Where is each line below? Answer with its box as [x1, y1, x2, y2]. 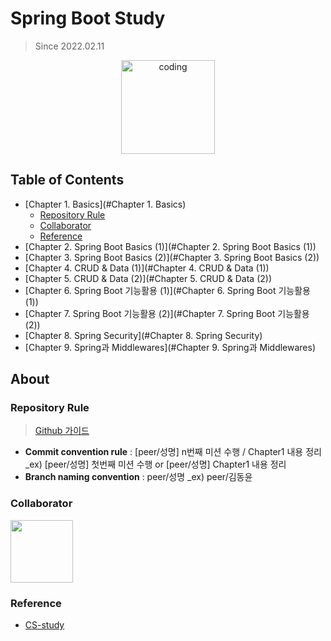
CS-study [24, 619, 65, 631]
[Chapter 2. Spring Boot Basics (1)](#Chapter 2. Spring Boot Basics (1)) [24, 240, 317, 252]
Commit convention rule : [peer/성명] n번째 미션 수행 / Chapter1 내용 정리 [24, 446, 322, 458]
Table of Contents [10, 172, 125, 189]
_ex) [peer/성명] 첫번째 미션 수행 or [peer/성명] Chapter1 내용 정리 [24, 458, 287, 471]
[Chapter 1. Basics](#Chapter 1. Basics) [24, 198, 187, 210]
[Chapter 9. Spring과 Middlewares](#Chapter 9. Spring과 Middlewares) [24, 341, 317, 353]
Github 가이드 [34, 425, 90, 437]
